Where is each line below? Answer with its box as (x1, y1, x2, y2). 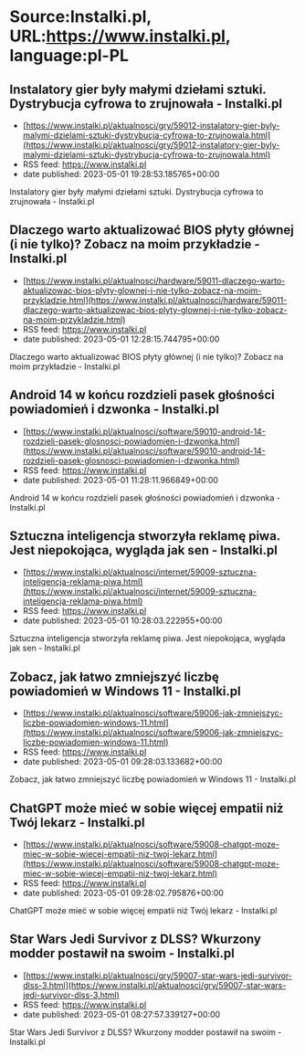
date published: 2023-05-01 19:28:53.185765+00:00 (22, 169, 220, 179)
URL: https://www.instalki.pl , (9, 26, 231, 47)
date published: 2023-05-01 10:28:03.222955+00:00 (22, 615, 223, 627)
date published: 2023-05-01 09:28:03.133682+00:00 (22, 756, 223, 767)
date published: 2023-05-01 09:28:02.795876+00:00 (22, 888, 224, 899)
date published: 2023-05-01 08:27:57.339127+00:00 (22, 1008, 221, 1019)
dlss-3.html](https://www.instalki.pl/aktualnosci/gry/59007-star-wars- (22, 979, 287, 990)
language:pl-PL (9, 46, 130, 66)
